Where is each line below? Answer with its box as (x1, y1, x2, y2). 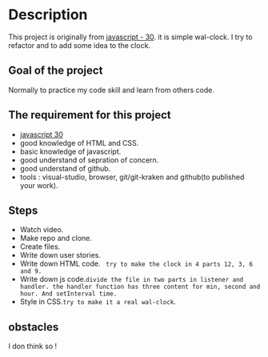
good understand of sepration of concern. (19, 154, 159, 165)
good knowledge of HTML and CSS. (19, 138, 139, 147)
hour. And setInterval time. (19, 290, 118, 298)
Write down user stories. (19, 251, 102, 260)
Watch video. (19, 225, 64, 235)
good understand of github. (19, 163, 111, 173)
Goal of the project (8, 64, 103, 78)
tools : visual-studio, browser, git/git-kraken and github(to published (19, 172, 245, 182)
